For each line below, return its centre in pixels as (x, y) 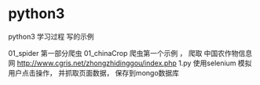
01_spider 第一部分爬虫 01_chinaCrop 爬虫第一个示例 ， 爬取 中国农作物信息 (130, 53)
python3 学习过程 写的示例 (51, 36)
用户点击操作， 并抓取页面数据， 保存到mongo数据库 (93, 72)
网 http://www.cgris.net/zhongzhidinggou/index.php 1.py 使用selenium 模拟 (130, 63)
